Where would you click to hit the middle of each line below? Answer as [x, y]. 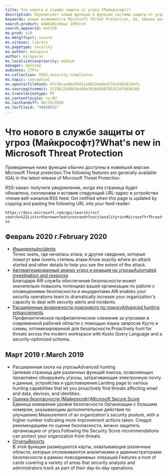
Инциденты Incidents [34, 248]
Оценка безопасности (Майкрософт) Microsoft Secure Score [76, 398]
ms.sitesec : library [27, 42]
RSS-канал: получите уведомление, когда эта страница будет [71, 187]
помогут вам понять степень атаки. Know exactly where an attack [81, 259]
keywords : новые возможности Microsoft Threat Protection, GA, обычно [80, 19]
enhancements [28, 312]
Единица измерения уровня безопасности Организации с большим [85, 404]
